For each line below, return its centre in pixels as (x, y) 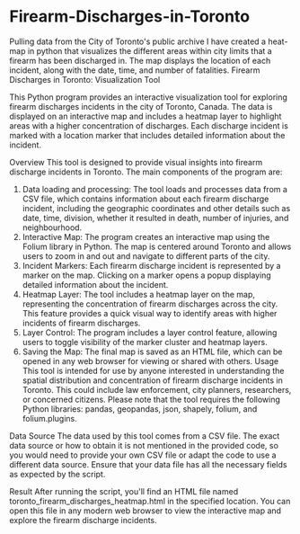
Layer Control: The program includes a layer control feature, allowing (150, 332)
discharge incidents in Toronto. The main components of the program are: (146, 172)
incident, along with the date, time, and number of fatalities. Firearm (135, 70)
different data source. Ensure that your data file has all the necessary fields (148, 464)
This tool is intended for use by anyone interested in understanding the (153, 370)
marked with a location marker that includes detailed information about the (147, 135)
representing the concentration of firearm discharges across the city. (150, 304)
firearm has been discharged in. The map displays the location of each (140, 60)
